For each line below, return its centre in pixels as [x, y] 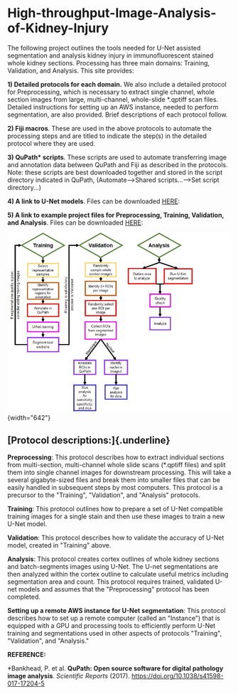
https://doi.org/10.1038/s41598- [177, 676]
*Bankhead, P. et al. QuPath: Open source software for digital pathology [115, 668]
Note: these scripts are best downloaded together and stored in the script [115, 172]
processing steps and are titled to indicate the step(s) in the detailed [107, 136]
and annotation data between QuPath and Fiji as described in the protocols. [118, 164]
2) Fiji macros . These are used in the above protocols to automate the [109, 128]
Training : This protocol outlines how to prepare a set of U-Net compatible [115, 509]
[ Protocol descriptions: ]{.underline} [89, 440]
